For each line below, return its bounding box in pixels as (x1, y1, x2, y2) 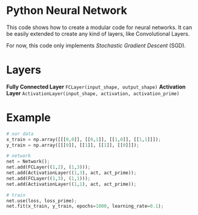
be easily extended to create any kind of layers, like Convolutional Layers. (6, 30, 190, 37)
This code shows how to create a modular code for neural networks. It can (6, 24, 193, 31)
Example (6, 111, 51, 125)
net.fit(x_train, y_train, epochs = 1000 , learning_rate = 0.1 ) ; (6, 203, 164, 210)
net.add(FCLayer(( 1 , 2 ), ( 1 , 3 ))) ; (6, 164, 91, 170)
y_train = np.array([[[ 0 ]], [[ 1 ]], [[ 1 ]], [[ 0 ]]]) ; (6, 142, 139, 148)
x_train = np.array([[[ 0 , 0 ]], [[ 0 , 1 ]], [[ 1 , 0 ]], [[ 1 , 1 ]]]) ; (6, 136, 162, 142)
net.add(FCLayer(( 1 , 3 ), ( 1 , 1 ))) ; (6, 175, 91, 182)
